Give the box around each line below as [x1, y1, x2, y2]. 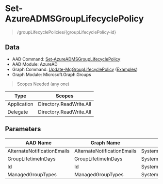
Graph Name [90, 139, 120, 146]
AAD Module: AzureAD [12, 61, 58, 67]
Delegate [7, 108, 28, 115]
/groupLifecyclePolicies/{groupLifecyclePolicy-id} [16, 29, 116, 35]
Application [7, 100, 33, 107]
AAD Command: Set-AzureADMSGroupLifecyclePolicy [12, 56, 120, 62]
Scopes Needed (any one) [16, 81, 69, 87]
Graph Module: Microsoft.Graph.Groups [12, 71, 91, 77]
